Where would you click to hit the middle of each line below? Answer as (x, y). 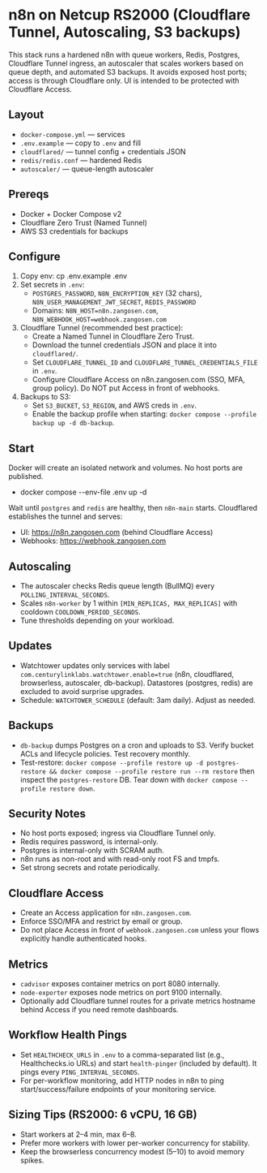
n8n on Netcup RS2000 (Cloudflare (129, 15)
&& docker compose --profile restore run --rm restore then (152, 771)
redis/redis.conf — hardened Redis (81, 160)
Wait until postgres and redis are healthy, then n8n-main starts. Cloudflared (133, 508)
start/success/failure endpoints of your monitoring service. (118, 1089)
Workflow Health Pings (68, 1035)
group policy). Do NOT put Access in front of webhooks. (126, 388)
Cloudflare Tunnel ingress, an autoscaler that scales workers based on (126, 63)
